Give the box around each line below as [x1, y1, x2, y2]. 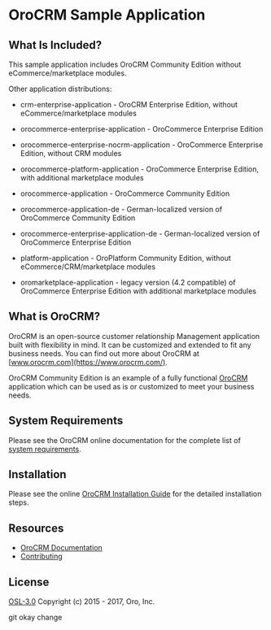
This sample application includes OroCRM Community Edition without [8, 59, 242, 69]
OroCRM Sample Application [8, 6, 206, 24]
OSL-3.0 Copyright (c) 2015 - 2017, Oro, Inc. [8, 597, 155, 606]
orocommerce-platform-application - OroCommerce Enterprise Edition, [20, 164, 259, 174]
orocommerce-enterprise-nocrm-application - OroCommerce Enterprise [20, 140, 264, 150]
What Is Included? [8, 38, 103, 52]
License [8, 575, 50, 589]
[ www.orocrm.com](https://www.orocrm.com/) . [8, 357, 168, 367]
